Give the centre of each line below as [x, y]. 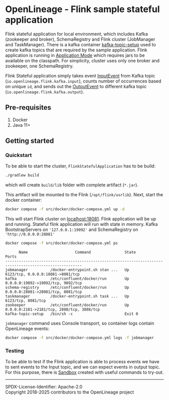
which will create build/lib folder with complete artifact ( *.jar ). [72, 185]
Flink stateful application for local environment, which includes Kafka [77, 34]
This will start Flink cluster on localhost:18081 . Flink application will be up [81, 219]
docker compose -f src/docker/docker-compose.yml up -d [65, 209]
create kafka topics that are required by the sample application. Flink [76, 50]
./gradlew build [22, 175]
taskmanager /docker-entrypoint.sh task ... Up [67, 296]
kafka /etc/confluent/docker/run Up [67, 279]
